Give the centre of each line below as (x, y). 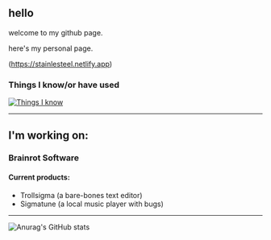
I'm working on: (48, 135)
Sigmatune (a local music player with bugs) (92, 204)
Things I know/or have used (64, 85)
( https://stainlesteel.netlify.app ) (60, 64)
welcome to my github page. (56, 32)
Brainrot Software (44, 158)
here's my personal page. (51, 48)
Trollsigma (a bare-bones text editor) (81, 195)
